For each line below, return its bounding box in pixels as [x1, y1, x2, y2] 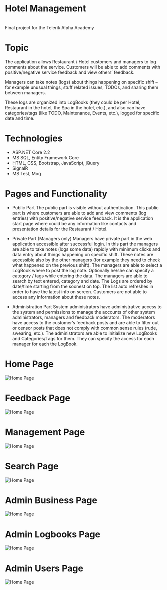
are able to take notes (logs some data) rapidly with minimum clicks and [12, 246, 161, 252]
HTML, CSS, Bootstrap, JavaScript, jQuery [12, 160, 100, 166]
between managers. [5, 89, 46, 95]
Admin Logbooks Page [5, 528, 101, 540]
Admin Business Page [5, 494, 97, 506]
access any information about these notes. [12, 294, 101, 300]
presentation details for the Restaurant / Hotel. [12, 226, 108, 232]
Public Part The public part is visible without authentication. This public [12, 204, 159, 210]
